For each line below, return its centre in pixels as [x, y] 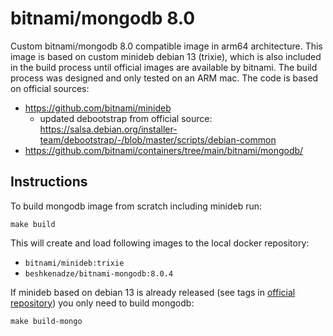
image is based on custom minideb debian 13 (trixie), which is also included [166, 56]
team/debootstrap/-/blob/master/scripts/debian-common [158, 139]
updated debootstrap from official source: [126, 118]
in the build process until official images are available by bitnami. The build [164, 67]
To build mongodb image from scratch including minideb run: [136, 206]
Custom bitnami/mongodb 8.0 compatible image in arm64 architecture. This [166, 46]
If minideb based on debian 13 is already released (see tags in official [153, 292]
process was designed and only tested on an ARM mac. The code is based [164, 78]
